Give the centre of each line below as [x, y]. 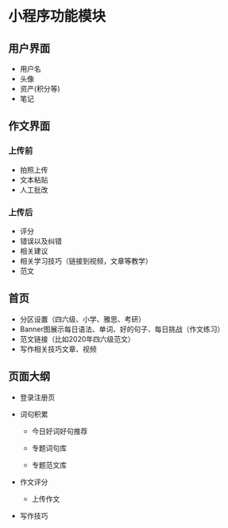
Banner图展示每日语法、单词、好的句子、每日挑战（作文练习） [122, 329]
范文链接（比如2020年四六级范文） [77, 338]
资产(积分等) [40, 89]
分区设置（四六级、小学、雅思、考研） [82, 319]
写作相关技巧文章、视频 [58, 349]
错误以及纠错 [41, 241]
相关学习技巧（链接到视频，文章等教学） [86, 260]
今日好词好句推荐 [60, 431]
